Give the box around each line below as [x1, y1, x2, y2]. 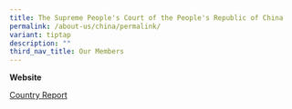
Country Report [9, 90, 68, 101]
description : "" [9, 38, 71, 48]
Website [9, 72, 42, 83]
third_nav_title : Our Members [9, 47, 125, 56]
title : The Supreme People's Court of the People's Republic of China [9, 13, 284, 23]
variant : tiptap [9, 30, 71, 39]
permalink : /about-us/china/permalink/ [9, 22, 162, 31]
